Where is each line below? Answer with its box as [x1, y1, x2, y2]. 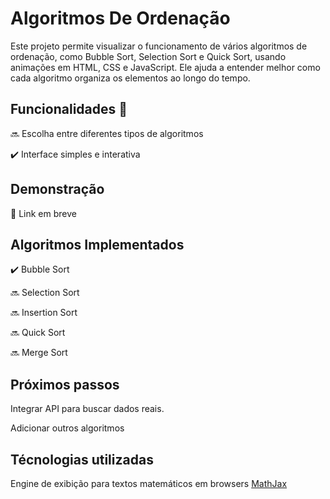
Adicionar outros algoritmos [10, 422, 125, 434]
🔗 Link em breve [10, 207, 77, 219]
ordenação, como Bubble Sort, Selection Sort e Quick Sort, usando [10, 50, 287, 62]
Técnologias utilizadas [10, 451, 154, 468]
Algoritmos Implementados [10, 236, 185, 253]
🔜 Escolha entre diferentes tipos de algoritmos [10, 127, 204, 139]
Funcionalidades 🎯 [10, 101, 128, 118]
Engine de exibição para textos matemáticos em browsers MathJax [10, 478, 288, 489]
